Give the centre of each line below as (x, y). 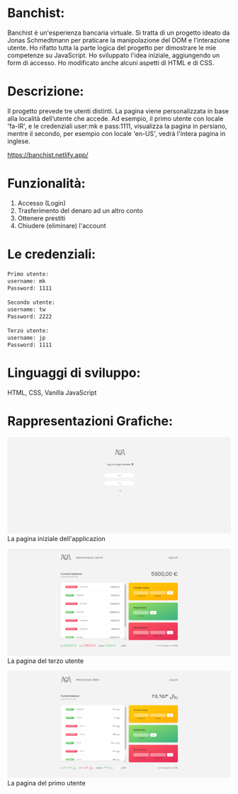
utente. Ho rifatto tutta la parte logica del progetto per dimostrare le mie (112, 47)
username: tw (27, 310)
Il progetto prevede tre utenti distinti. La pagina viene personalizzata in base (118, 110)
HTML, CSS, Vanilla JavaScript (52, 392)
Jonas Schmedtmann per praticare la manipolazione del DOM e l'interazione (119, 40)
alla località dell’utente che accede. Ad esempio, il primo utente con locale (115, 118)
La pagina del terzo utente (45, 661)
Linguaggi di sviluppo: (74, 373)
